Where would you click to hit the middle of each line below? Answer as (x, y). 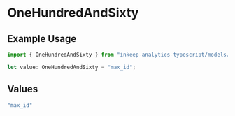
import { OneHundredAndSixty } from (60, 55)
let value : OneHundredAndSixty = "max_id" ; (72, 67)
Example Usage (42, 39)
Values (23, 89)
